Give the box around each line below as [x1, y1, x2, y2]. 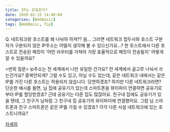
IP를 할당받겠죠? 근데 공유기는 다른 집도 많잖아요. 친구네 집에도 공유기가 [14, 91, 156, 97]
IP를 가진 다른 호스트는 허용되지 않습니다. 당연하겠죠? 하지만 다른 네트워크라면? [5, 79, 161, 85]
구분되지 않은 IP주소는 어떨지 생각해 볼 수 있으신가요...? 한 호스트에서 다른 [14, 43, 160, 49]
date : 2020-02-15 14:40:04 [5, 12, 62, 17]
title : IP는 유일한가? [5, 7, 48, 13]
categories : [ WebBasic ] [5, 17, 56, 22]
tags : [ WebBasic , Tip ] [5, 21, 53, 27]
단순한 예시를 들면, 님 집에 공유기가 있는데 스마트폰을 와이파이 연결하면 [5, 85, 145, 91]
